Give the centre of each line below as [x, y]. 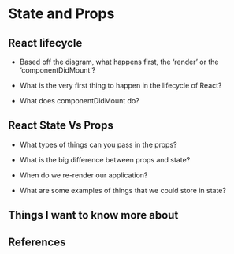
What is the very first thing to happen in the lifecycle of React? [121, 85]
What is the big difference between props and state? [105, 159]
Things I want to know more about [93, 215]
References [37, 242]
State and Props [61, 14]
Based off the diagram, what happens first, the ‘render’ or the [119, 62]
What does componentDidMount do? [79, 101]
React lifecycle [45, 43]
